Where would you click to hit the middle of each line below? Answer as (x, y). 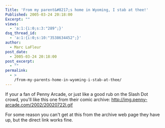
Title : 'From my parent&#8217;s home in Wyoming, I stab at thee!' (77, 10)
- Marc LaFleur (25, 47)
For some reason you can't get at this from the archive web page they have (82, 114)
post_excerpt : (20, 61)
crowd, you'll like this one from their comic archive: (58, 99)
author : (13, 43)
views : (12, 24)
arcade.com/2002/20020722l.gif (39, 105)
